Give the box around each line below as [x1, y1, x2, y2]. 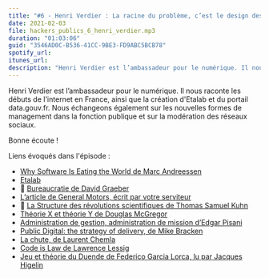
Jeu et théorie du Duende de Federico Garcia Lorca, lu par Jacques [19, 252, 243, 261]
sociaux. [8, 119, 36, 129]
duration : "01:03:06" [8, 34, 81, 42]
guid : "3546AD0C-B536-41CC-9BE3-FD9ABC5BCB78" [8, 42, 167, 50]
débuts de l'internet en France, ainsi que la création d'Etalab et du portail [8, 94, 248, 104]
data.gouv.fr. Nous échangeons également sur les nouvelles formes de [8, 103, 243, 112]
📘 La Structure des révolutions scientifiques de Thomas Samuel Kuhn [19, 200, 248, 210]
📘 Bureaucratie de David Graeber [19, 183, 130, 193]
